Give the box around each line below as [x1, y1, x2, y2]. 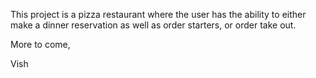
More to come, [10, 39, 71, 50]
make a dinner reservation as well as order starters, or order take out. [10, 19, 297, 31]
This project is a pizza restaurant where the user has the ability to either [10, 9, 307, 20]
